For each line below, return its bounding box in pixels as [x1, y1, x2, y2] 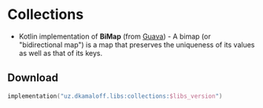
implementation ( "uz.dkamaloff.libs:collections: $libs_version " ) [7, 92, 223, 100]
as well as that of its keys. [18, 48, 103, 58]
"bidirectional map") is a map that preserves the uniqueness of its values [18, 39, 255, 49]
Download [7, 71, 58, 84]
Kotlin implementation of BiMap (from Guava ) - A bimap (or [18, 32, 211, 41]
